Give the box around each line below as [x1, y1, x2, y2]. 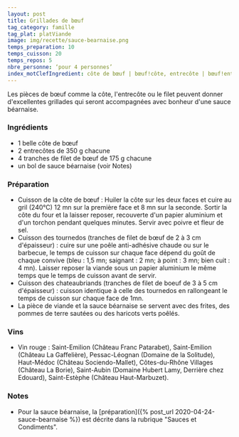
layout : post [7, 10, 46, 18]
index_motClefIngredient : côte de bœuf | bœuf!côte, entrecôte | [7, 70, 205, 77]
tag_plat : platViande [7, 30, 72, 38]
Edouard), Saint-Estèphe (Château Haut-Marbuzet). [17, 374, 169, 382]
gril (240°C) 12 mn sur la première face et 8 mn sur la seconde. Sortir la [17, 203, 228, 212]
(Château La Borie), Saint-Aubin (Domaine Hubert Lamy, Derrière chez [17, 366, 224, 374]
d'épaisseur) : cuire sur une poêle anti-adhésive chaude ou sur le [17, 241, 209, 250]
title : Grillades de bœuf [7, 17, 84, 24]
